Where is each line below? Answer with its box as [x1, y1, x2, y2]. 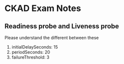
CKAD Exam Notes [4, 3, 81, 14]
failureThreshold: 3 [11, 54, 50, 60]
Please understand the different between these [4, 35, 99, 40]
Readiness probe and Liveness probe [4, 22, 120, 30]
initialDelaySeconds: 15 [11, 44, 58, 50]
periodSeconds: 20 [11, 49, 51, 55]
